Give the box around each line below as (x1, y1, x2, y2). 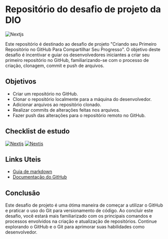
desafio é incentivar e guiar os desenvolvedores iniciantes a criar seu (5, 52, 150, 58)
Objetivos (5, 77, 36, 86)
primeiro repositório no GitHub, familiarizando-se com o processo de (5, 57, 149, 63)
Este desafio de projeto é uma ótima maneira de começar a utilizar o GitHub (5, 202, 163, 209)
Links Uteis (5, 155, 41, 163)
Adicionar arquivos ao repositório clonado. (12, 101, 102, 108)
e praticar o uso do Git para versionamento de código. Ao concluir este (5, 208, 153, 214)
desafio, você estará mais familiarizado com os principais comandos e (5, 213, 152, 219)
